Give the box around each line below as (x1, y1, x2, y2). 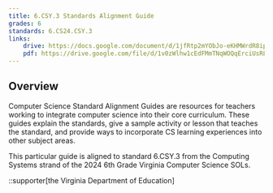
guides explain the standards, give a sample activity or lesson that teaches (8, 118, 258, 128)
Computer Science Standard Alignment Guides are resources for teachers (8, 101, 256, 110)
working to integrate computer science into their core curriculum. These (8, 109, 250, 119)
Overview (8, 79, 59, 93)
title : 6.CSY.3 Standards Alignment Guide (8, 11, 154, 20)
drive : (23, 42, 45, 50)
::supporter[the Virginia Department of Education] (8, 175, 175, 185)
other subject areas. (8, 135, 76, 145)
